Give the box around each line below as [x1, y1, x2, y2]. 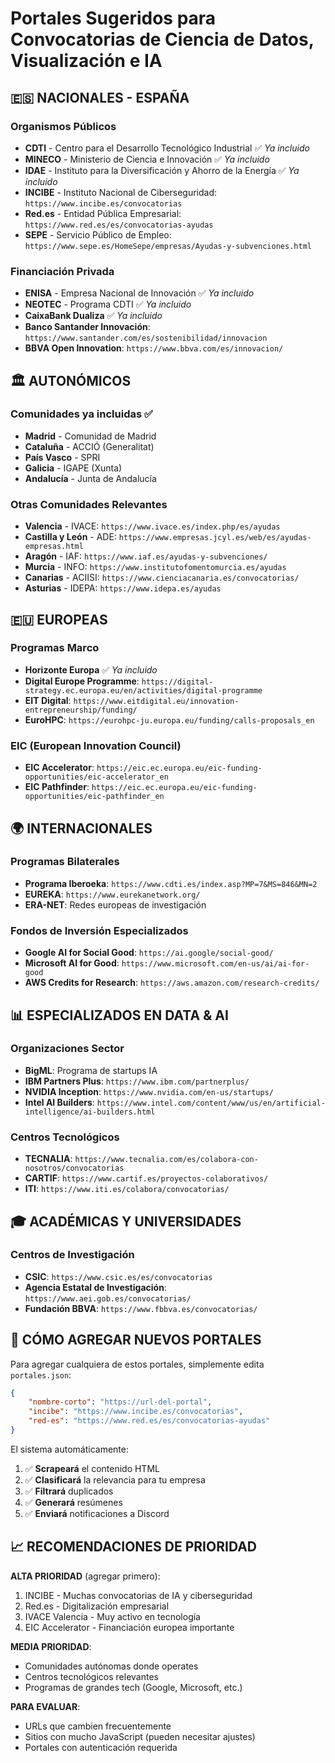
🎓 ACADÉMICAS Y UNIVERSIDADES [10, 1213, 242, 1230]
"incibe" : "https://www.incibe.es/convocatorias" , [28, 1407, 244, 1417]
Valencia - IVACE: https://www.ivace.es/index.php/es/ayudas [24, 520, 281, 532]
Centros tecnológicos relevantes [24, 1670, 159, 1682]
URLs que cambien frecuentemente [24, 1720, 172, 1732]
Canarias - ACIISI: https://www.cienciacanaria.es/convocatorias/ [24, 572, 300, 584]
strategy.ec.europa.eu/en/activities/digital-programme [24, 685, 263, 696]
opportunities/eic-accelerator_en [24, 772, 169, 782]
